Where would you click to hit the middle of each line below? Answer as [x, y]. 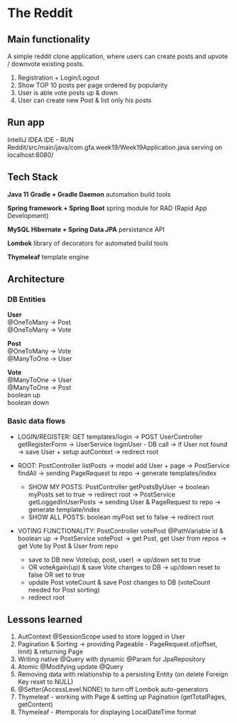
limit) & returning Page [50, 652]
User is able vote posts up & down [68, 93]
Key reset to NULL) [45, 682]
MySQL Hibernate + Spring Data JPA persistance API [86, 229]
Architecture [36, 279]
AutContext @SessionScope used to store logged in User [101, 636]
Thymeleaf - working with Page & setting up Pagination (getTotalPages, [122, 697]
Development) [28, 215]
